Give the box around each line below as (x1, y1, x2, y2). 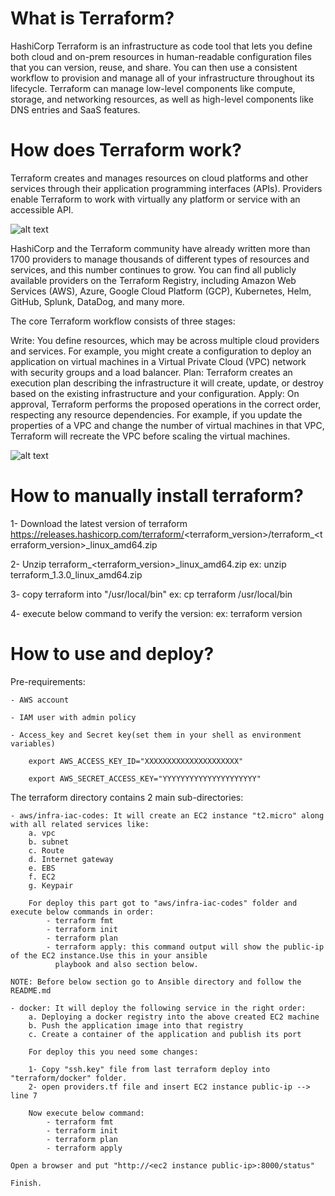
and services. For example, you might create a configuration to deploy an (10, 345, 312, 357)
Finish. (10, 1178, 43, 1188)
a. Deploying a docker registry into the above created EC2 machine (28, 1012, 320, 1022)
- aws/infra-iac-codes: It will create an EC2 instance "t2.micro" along (10, 810, 325, 821)
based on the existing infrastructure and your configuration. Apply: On (10, 387, 300, 399)
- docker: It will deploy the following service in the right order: (10, 1003, 307, 1013)
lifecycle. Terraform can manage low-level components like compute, (10, 82, 296, 94)
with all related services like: (10, 819, 150, 829)
